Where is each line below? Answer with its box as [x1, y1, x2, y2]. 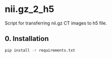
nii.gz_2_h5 [5, 3, 54, 15]
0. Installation [5, 34, 49, 43]
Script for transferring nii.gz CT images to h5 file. [5, 20, 107, 26]
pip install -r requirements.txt [5, 47, 76, 53]
